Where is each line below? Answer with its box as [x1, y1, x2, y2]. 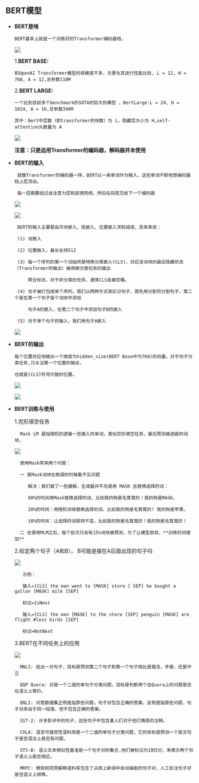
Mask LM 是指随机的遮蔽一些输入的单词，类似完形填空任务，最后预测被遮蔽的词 [20, 431, 188, 437]
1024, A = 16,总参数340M [14, 106, 74, 112]
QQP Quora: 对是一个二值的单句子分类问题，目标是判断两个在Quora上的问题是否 [20, 681, 192, 688]
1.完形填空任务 [14, 418, 50, 425]
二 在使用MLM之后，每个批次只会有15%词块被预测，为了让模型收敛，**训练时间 [20, 529, 186, 535]
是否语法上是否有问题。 [19, 735, 68, 742]
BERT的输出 [14, 340, 44, 348]
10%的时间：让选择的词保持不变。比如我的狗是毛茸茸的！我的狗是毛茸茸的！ [27, 518, 188, 524]
